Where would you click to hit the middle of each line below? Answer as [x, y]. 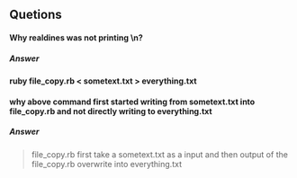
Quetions [36, 15]
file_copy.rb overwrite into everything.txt [107, 164]
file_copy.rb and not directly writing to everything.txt [111, 111]
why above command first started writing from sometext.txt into [132, 102]
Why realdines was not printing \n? [76, 37]
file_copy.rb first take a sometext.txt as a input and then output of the [159, 154]
